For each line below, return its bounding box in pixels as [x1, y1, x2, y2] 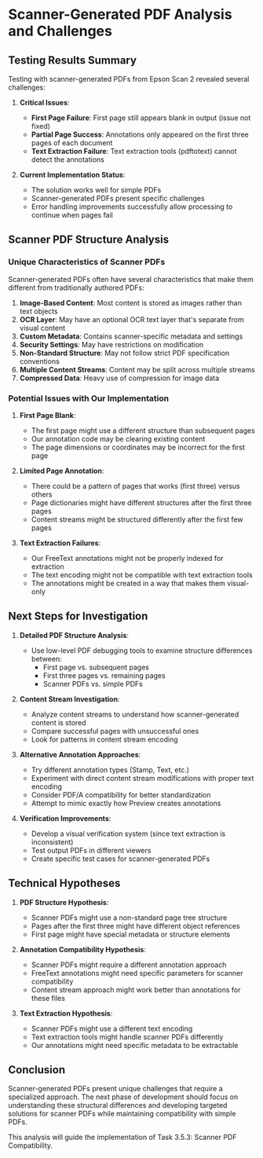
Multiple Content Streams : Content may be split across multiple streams [19, 365, 255, 374]
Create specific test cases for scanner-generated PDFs [31, 854, 210, 863]
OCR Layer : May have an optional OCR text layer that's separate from [19, 314, 245, 324]
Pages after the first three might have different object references [31, 921, 241, 930]
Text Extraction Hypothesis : [19, 1008, 113, 1018]
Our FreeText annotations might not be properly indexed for [31, 553, 224, 563]
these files [31, 993, 65, 1002]
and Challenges [8, 22, 112, 40]
